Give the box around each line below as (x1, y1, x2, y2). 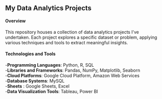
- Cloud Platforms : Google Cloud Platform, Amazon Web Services (5, 72, 140, 79)
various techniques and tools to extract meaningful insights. (5, 39, 128, 45)
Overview (5, 17, 26, 24)
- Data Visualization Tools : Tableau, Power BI (5, 88, 98, 94)
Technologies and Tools (5, 51, 56, 57)
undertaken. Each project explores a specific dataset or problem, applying (5, 34, 158, 40)
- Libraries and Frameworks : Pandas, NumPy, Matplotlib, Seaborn (5, 67, 141, 73)
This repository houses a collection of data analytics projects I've (5, 29, 139, 35)
